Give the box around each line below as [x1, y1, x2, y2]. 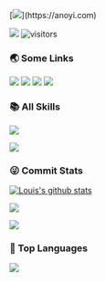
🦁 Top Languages [9, 242, 89, 255]
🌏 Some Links [9, 51, 75, 64]
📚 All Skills [9, 100, 61, 113]
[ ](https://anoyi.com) [9, 10, 98, 20]
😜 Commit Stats [9, 164, 84, 177]
